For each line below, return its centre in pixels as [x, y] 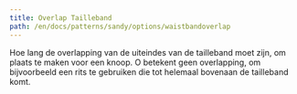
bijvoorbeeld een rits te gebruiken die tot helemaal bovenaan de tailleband [149, 72]
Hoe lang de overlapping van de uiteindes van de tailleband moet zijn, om [148, 52]
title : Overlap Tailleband [61, 18]
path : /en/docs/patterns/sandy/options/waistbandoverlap [120, 26]
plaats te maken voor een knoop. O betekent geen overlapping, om [135, 62]
